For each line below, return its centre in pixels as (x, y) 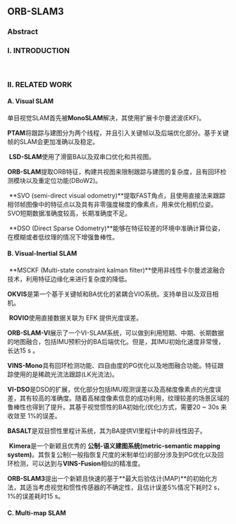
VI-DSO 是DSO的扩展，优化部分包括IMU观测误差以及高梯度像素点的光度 (111, 389)
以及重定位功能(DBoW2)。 (64, 180)
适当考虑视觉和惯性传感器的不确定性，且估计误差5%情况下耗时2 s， (124, 487)
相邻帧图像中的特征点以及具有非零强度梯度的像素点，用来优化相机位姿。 (112, 204)
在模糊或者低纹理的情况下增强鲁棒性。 (63, 237)
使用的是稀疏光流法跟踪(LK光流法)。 (66, 374)
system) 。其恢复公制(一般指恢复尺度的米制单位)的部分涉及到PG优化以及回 (116, 454)
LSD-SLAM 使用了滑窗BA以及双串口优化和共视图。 (82, 156)
